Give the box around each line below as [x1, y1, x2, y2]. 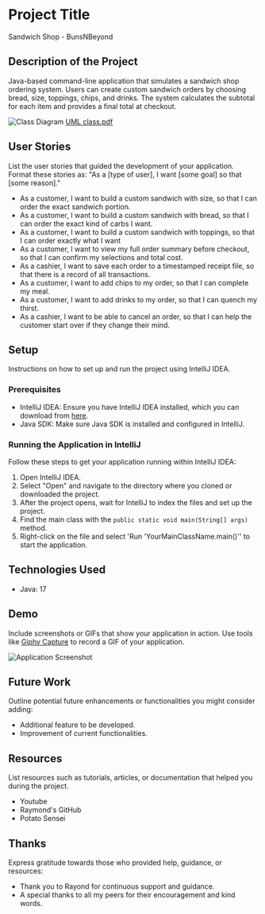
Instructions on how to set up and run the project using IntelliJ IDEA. [8, 364, 231, 374]
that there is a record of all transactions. [19, 269, 151, 279]
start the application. [19, 539, 88, 550]
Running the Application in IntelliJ [8, 439, 141, 450]
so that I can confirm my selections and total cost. [19, 252, 184, 262]
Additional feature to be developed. [19, 720, 136, 729]
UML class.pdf [65, 117, 113, 126]
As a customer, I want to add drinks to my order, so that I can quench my [19, 294, 258, 304]
